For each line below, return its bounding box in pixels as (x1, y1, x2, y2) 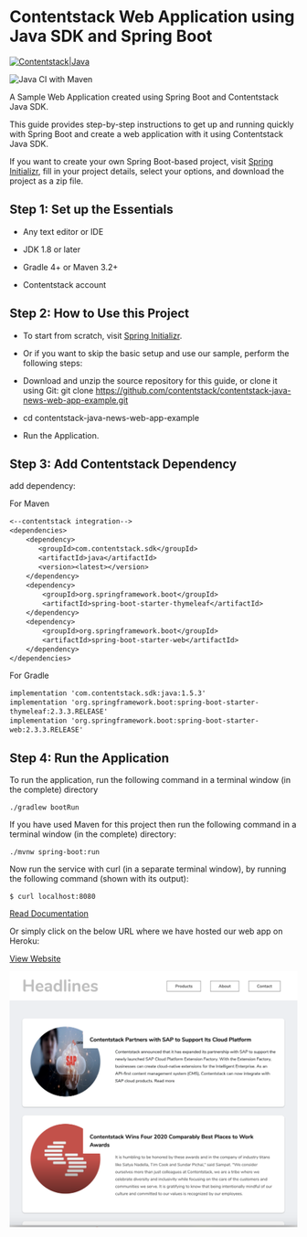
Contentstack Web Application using (9, 6, 295, 27)
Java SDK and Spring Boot (9, 26, 213, 47)
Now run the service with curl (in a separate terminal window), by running (9, 863, 287, 874)
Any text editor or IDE (22, 226, 104, 237)
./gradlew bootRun (9, 803, 79, 812)
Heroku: (9, 936, 39, 946)
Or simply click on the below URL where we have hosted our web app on (9, 925, 283, 937)
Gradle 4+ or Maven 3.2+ (22, 261, 119, 272)
